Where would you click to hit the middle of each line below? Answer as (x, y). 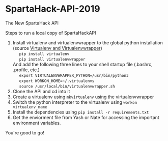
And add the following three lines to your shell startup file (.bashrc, (82, 64)
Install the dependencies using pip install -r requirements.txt (81, 112)
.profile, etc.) (26, 70)
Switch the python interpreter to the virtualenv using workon (75, 102)
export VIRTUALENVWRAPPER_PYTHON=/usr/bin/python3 (74, 75)
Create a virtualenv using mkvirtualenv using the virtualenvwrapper (83, 97)
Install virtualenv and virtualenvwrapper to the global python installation (88, 43)
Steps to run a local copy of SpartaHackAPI (51, 33)
